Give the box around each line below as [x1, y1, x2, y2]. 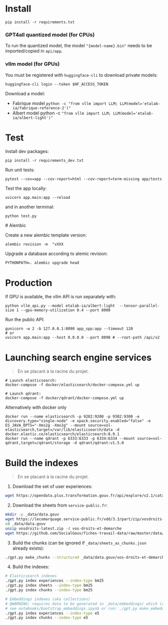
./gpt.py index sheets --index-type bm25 [5, 583, 93, 588]
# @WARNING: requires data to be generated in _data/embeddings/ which [5, 601, 157, 606]
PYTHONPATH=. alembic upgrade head [5, 261, 79, 266]
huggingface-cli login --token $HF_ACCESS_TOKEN [5, 81, 108, 87]
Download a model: [5, 90, 45, 96]
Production [5, 277, 52, 289]
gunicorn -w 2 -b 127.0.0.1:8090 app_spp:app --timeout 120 [5, 326, 133, 331]
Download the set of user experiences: [12, 483, 92, 489]
